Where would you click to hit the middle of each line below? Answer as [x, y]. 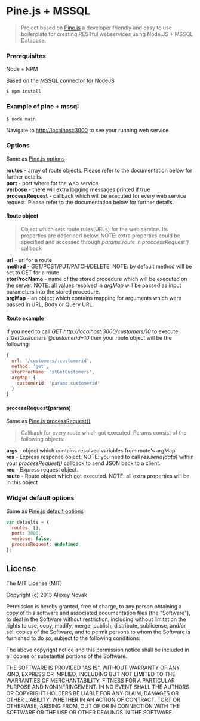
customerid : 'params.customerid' [59, 383]
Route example [25, 318]
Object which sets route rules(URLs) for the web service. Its [94, 230]
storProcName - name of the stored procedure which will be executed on [97, 279]
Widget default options [40, 498]
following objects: [42, 439]
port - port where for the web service [52, 183]
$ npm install [24, 92]
